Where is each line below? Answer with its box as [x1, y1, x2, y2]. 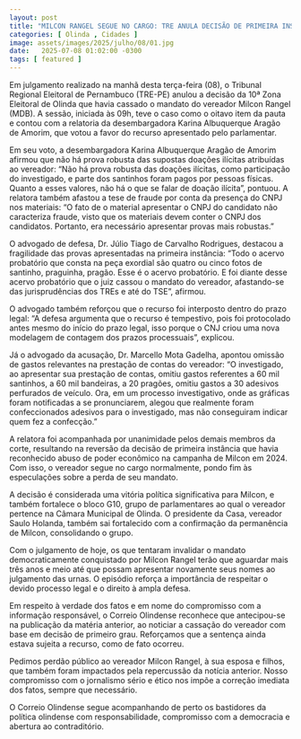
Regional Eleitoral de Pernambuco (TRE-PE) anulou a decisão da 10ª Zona [9, 89, 282, 100]
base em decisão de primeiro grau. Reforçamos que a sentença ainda [9, 629, 266, 639]
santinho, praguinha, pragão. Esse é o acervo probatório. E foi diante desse [9, 267, 288, 277]
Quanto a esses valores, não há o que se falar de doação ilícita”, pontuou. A [9, 183, 288, 193]
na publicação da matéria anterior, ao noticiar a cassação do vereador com [9, 620, 287, 629]
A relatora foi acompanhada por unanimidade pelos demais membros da [9, 434, 276, 444]
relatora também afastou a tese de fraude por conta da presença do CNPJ [9, 192, 283, 203]
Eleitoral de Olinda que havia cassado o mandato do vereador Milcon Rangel [9, 99, 291, 109]
